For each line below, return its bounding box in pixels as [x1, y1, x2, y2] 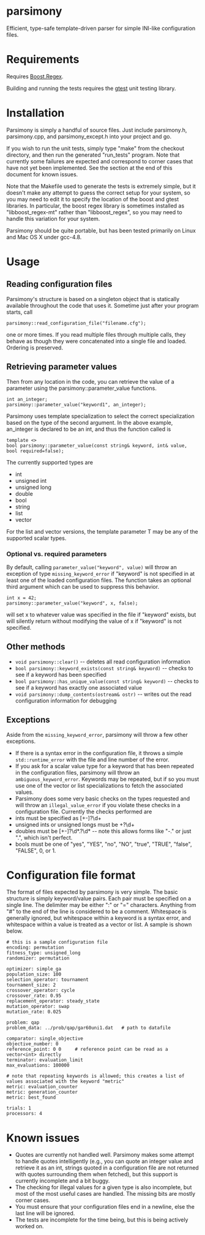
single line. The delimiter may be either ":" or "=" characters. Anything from [6, 901, 196, 909]
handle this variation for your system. [6, 215, 100, 222]
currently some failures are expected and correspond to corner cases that [6, 157, 193, 165]
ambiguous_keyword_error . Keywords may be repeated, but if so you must [15, 775, 199, 783]
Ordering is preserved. [6, 344, 63, 351]
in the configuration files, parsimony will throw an [15, 769, 140, 776]
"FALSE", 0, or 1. [15, 846, 56, 854]
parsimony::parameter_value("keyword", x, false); [6, 600, 138, 606]
